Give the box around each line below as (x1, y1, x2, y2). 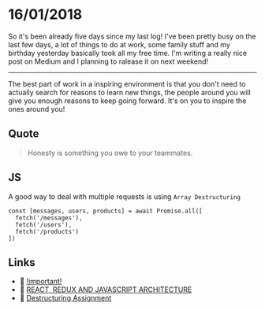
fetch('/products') (15, 227, 80, 235)
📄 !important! (19, 277, 62, 286)
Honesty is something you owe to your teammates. (27, 148, 193, 157)
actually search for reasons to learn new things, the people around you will (8, 87, 251, 97)
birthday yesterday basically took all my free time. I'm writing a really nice (8, 48, 247, 57)
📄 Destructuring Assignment (19, 293, 112, 303)
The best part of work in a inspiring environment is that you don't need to (8, 79, 246, 88)
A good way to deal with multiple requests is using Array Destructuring (8, 191, 241, 201)
